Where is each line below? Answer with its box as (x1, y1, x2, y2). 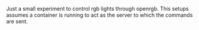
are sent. (6, 18, 28, 25)
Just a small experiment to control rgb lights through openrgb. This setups (6, 5, 189, 12)
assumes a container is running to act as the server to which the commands (6, 11, 193, 19)
